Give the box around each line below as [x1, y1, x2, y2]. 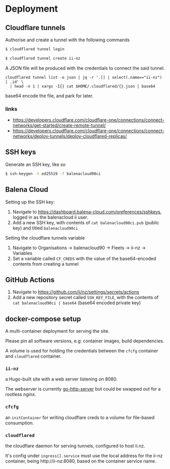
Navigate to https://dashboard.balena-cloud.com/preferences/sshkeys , [12, 209, 162, 215]
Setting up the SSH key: [5, 199, 55, 205]
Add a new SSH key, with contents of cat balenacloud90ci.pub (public [12, 219, 160, 225]
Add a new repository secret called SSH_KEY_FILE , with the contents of [12, 295, 159, 301]
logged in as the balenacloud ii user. [12, 214, 88, 220]
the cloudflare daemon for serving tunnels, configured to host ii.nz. [5, 443, 146, 449]
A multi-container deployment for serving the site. [5, 328, 110, 334]
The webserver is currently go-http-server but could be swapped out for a [5, 386, 161, 392]
